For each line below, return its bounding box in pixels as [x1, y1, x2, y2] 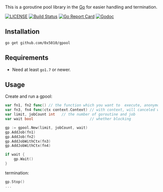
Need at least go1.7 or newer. [12, 67, 71, 72]
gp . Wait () [14, 157, 34, 162]
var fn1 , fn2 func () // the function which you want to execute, [5, 103, 142, 108]
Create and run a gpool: [5, 93, 52, 99]
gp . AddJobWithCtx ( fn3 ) [5, 139, 51, 144]
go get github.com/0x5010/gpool [5, 40, 70, 45]
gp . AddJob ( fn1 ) [5, 130, 36, 135]
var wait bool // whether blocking [5, 117, 131, 122]
